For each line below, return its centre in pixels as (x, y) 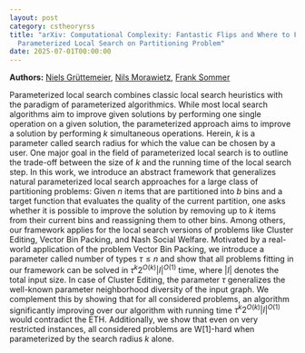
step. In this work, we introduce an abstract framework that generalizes (143, 172)
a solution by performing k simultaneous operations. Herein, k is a (133, 133)
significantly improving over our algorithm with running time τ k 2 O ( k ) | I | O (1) (145, 309)
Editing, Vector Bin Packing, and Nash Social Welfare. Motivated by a (138, 240)
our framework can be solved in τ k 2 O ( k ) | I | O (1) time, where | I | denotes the (144, 269)
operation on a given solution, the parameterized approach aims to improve (150, 124)
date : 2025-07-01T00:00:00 (60, 52)
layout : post (34, 18)
